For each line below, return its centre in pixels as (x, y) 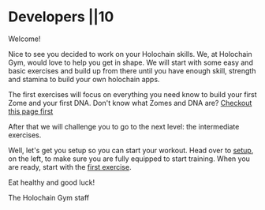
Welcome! (24, 39)
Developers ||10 (61, 17)
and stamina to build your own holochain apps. (84, 79)
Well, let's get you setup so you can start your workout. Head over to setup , (131, 150)
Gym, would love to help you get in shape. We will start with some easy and (131, 62)
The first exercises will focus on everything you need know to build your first (133, 94)
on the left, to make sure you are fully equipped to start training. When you (129, 159)
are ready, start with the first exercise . (70, 167)
